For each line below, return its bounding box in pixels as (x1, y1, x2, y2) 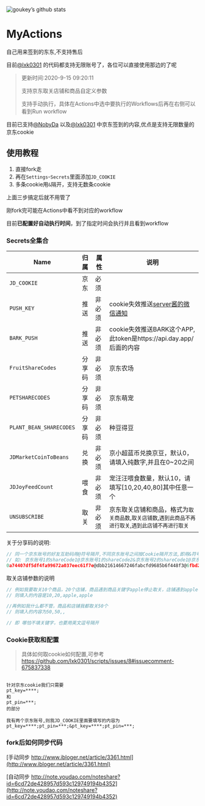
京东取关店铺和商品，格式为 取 (109, 505, 194, 514)
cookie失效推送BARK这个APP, (109, 325, 195, 334)
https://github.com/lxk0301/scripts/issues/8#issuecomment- (21, 658, 174, 665)
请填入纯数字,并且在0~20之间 (109, 458, 194, 467)
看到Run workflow (21, 108, 67, 115)
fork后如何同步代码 (6, 738, 63, 747)
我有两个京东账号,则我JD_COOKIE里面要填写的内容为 (6, 718, 120, 724)
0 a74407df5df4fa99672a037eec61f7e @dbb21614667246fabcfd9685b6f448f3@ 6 (6, 562, 190, 568)
